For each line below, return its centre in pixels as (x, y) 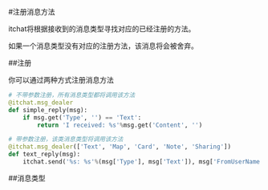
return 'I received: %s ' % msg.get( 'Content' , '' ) (120, 125)
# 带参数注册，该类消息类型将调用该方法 (66, 139)
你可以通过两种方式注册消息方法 (61, 80)
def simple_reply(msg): (48, 110)
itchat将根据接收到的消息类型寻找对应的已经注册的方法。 (102, 29)
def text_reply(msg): (45, 155)
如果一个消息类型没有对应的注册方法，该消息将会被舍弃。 (103, 46)
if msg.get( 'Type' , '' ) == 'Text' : (82, 117)
